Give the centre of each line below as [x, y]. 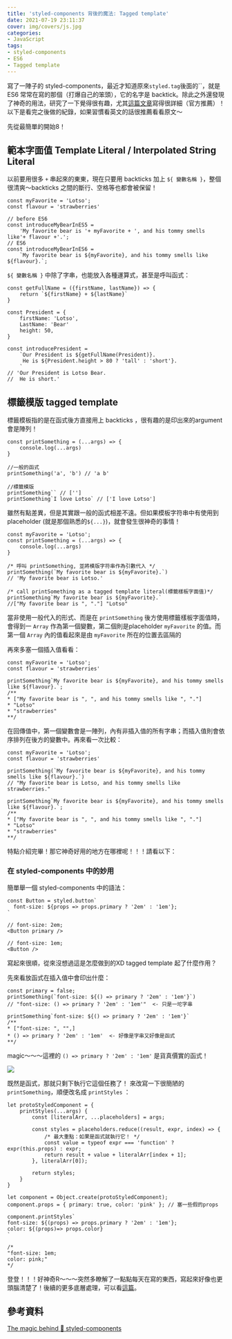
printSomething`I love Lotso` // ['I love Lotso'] [81, 499]
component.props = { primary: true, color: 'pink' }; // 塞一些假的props [113, 1205]
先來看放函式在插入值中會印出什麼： [59, 977]
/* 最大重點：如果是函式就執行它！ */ [92, 1137]
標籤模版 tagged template [63, 402]
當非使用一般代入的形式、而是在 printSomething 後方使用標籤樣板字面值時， [115, 618]
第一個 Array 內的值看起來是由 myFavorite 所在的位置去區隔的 [94, 635]
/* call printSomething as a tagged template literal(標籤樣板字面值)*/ [110, 592]
